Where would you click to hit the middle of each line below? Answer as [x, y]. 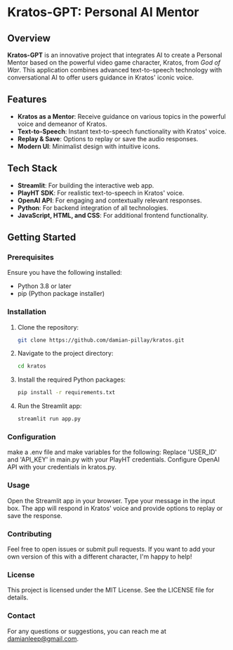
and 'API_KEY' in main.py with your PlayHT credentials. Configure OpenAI [113, 460]
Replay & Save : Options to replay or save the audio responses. [108, 138]
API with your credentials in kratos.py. [62, 467]
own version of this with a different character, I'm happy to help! [100, 557]
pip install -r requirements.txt [66, 393]
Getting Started [42, 237]
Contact [21, 616]
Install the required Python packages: [72, 379]
